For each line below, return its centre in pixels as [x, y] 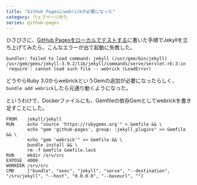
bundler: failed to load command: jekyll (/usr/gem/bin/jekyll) [87, 59]
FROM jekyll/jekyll [34, 119]
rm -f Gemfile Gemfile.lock [62, 150]
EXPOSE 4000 [22, 161]
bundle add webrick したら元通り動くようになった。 [69, 88]
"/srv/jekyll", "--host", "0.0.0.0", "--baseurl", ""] [75, 176]
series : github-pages [33, 22]
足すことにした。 [27, 108]
